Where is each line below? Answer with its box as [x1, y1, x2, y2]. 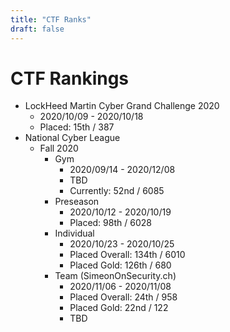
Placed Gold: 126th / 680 [69, 259, 172, 271]
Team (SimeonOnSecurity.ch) [54, 270, 177, 282]
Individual [54, 227, 95, 240]
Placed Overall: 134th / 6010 [69, 249, 186, 261]
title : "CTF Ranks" [10, 14, 92, 25]
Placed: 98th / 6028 [69, 217, 152, 229]
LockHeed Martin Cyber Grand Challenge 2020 [24, 100, 220, 112]
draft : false [10, 24, 65, 34]
